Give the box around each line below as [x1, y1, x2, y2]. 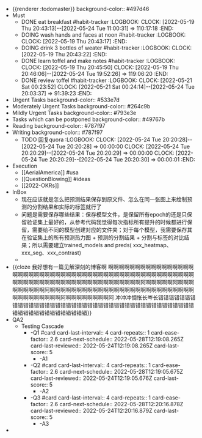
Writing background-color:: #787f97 [12, 128, 103, 136]
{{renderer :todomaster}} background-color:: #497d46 [12, 6, 150, 12]
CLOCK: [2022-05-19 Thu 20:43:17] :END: [21, 38, 127, 45]
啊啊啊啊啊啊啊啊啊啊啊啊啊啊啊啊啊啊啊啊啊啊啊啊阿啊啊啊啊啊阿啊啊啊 [12, 278, 194, 286]
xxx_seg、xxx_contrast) [21, 249, 81, 256]
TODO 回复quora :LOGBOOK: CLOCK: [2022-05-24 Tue [21, 136, 162, 143]
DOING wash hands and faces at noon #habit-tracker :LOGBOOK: [21, 31, 186, 39]
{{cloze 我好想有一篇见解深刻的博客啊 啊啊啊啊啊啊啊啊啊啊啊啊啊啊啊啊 [12, 263, 194, 270]
